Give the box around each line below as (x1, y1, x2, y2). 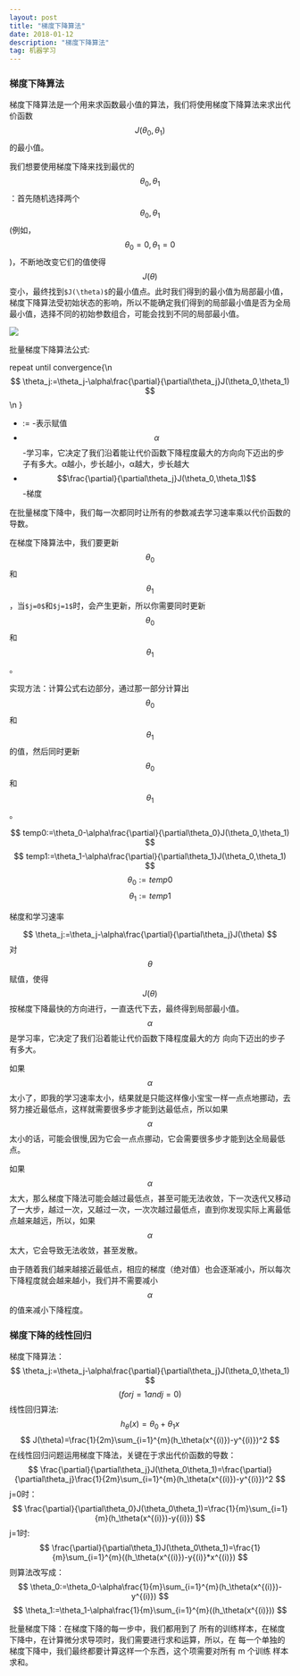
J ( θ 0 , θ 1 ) (134, 125, 166, 138)
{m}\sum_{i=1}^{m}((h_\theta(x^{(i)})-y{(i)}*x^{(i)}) (52, 1551, 237, 1563)
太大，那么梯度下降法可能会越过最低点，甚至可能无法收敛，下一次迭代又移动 (9, 1193, 291, 1204)
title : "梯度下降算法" (9, 21, 86, 30)
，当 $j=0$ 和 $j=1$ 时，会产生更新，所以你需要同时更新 (9, 600, 206, 612)
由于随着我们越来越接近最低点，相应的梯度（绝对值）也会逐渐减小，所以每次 (9, 1263, 291, 1274)
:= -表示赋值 (21, 417, 68, 429)
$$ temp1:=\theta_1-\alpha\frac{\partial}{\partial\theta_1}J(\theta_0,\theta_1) (12, 850, 287, 862)
